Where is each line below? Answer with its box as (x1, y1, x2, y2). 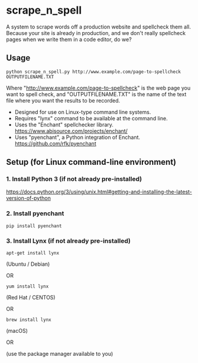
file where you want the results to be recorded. (6, 97, 121, 104)
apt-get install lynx (6, 250, 60, 256)
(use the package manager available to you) (6, 351, 113, 358)
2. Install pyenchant (6, 209, 64, 218)
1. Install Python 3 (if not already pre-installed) (6, 175, 142, 183)
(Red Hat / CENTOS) (6, 294, 56, 301)
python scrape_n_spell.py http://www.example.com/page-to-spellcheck (6, 69, 181, 75)
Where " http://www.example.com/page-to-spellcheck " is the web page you (6, 84, 191, 91)
